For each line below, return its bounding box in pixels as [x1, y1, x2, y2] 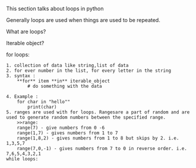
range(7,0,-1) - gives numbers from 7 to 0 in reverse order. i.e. [17, 145, 187, 151]
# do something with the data [27, 83, 102, 89]
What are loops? [6, 28, 46, 35]
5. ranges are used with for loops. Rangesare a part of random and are [6, 109, 190, 115]
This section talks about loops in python [6, 5, 104, 12]
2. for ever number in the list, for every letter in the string [6, 68, 171, 74]
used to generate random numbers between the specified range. [6, 115, 166, 121]
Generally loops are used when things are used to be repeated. [6, 17, 160, 23]
